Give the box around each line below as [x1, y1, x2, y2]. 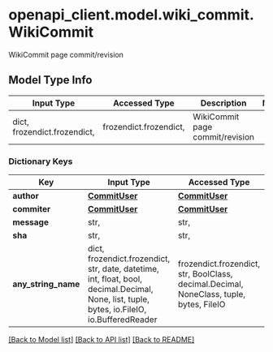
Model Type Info [8, 73, 93, 87]
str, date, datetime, [88, 264, 160, 275]
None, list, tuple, [88, 294, 150, 305]
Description [200, 97, 247, 109]
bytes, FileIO [177, 298, 226, 310]
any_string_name [12, 278, 80, 290]
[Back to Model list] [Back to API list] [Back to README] [8, 335, 195, 345]
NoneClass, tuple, [177, 289, 246, 300]
